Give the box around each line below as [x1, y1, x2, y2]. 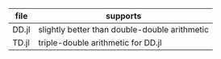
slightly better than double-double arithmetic [38, 24, 210, 35]
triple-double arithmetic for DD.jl [38, 37, 163, 48]
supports [106, 11, 142, 21]
